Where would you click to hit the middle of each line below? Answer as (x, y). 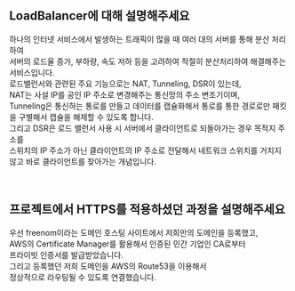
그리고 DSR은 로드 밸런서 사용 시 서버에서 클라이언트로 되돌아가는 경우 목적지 (143, 128)
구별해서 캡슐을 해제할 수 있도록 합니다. (86, 117)
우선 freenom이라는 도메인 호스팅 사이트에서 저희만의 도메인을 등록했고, (134, 232)
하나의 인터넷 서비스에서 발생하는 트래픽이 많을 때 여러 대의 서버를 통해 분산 (140, 39)
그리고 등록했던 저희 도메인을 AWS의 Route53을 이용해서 (108, 266)
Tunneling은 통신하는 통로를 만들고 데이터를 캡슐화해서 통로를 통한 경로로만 (140, 106)
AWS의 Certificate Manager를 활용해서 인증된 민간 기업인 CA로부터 (128, 244)
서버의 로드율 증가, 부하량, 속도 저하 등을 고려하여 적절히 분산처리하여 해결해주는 (148, 61)
